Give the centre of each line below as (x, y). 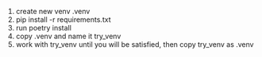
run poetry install (43, 28)
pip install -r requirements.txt (63, 20)
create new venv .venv (53, 11)
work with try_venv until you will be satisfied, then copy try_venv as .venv (135, 45)
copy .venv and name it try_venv (68, 36)
